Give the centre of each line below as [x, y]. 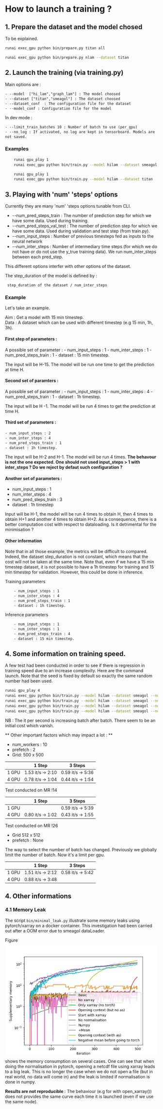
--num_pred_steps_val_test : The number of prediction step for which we [85, 226]
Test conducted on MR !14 [31, 790]
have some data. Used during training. [50, 221]
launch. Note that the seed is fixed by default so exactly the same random [79, 676]
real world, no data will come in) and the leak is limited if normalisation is [78, 1076]
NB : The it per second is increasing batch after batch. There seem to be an [80, 720]
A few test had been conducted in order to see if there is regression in [75, 665]
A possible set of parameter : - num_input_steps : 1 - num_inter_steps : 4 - [79, 391]
